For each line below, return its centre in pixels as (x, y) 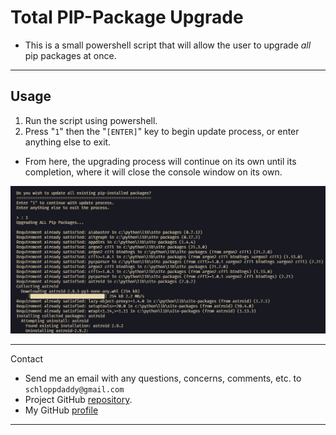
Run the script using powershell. (91, 120)
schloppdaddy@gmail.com (74, 390)
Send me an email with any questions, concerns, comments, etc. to (163, 378)
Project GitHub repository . (78, 400)
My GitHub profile (61, 410)
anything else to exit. (68, 142)
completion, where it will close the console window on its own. (153, 172)
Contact (26, 359)
